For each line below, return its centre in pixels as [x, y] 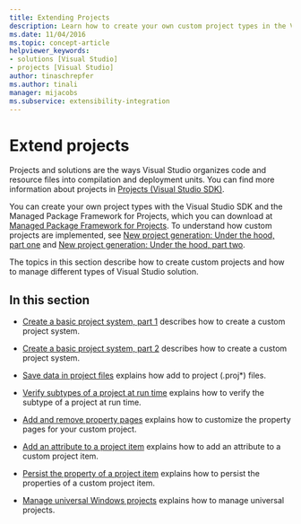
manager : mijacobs [43, 92]
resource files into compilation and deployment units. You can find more [142, 179]
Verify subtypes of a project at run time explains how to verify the [143, 393]
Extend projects [69, 145]
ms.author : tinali [43, 84]
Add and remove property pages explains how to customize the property [156, 420]
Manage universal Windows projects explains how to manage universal [153, 501]
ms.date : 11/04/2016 [48, 34]
